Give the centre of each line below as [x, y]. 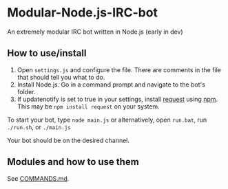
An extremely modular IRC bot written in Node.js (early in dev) [95, 32]
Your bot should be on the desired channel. [68, 140]
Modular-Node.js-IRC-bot [83, 13]
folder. [26, 91]
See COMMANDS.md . [38, 178]
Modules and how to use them [73, 162]
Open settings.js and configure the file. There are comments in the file [119, 69]
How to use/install [47, 53]
